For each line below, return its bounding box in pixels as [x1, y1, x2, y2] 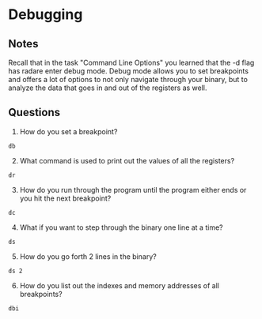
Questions [8, 106, 61, 119]
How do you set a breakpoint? [19, 126, 118, 136]
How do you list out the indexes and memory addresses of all [19, 280, 220, 290]
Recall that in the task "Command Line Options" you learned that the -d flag [8, 58, 255, 67]
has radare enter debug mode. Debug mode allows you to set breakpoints [8, 66, 249, 76]
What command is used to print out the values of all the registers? [19, 156, 235, 165]
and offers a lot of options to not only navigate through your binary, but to [8, 75, 248, 84]
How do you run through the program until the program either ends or [19, 185, 247, 194]
